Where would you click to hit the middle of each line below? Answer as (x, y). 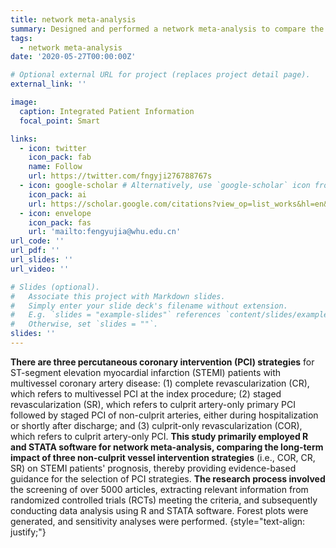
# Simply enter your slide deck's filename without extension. (149, 306)
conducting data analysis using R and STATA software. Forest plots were (159, 510)
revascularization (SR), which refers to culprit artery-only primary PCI (153, 404)
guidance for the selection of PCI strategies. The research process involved (168, 478)
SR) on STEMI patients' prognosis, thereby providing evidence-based (153, 468)
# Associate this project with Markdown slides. (118, 296)
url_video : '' (40, 269)
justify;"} (28, 532)
